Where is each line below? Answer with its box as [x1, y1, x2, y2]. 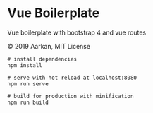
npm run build [7, 99, 49, 106]
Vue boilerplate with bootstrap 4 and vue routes [7, 28, 147, 37]
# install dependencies [7, 55, 78, 63]
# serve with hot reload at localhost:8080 [7, 74, 137, 81]
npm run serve [7, 80, 49, 88]
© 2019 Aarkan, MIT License [7, 42, 90, 50]
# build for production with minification [7, 93, 134, 100]
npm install [7, 61, 42, 69]
